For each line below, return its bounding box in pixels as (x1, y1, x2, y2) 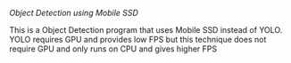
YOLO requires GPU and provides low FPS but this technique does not (9, 35, 267, 44)
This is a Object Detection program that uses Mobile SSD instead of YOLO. (9, 25, 283, 35)
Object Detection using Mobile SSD (9, 8, 138, 18)
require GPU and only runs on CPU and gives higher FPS (9, 43, 217, 54)
